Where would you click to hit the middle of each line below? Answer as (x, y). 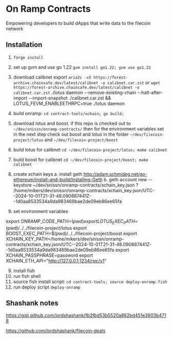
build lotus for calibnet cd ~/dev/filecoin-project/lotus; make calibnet (90, 149)
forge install (28, 58)
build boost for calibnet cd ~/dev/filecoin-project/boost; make (81, 159)
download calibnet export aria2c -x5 (52, 77)
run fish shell (27, 276)
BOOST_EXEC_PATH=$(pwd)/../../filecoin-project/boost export (71, 233)
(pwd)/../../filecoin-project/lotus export (46, 228)
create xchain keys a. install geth (48, 174)
